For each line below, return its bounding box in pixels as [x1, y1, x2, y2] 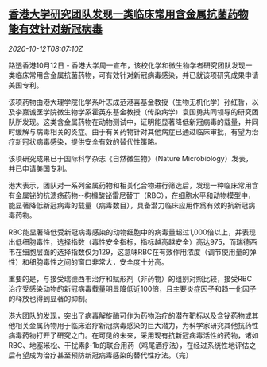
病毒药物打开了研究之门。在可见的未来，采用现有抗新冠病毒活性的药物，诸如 [8, 330, 259, 340]
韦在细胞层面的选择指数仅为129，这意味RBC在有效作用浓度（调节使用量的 [8, 247, 250, 257]
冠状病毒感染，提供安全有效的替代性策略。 [21, 137, 161, 146]
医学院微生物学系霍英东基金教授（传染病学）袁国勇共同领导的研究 [35, 106, 252, 117]
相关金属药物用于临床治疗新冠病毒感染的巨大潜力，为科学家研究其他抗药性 [14, 320, 259, 330]
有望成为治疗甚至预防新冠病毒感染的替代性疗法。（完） [14, 350, 193, 360]
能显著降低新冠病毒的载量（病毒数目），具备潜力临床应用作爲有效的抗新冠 [8, 200, 249, 210]
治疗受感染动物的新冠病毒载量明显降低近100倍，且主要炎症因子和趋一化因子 [8, 284, 257, 293]
